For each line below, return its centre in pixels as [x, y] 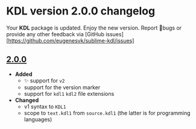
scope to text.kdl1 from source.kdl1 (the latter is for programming [107, 113]
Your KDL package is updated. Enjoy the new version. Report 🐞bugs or [94, 28]
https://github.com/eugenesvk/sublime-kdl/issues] [71, 40]
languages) [38, 119]
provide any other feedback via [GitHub [55, 34]
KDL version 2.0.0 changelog [81, 11]
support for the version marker [62, 87]
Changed [27, 100]
